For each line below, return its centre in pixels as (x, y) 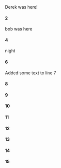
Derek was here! (21, 7)
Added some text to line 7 (31, 73)
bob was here (19, 29)
